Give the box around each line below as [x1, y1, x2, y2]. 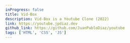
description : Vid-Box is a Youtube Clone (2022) [5, 16, 109, 21]
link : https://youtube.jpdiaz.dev [5, 21, 78, 26]
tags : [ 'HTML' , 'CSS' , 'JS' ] [5, 30, 67, 35]
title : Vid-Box [5, 12, 37, 17]
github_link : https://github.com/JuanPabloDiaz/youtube [5, 26, 125, 31]
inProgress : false [5, 7, 44, 12]
